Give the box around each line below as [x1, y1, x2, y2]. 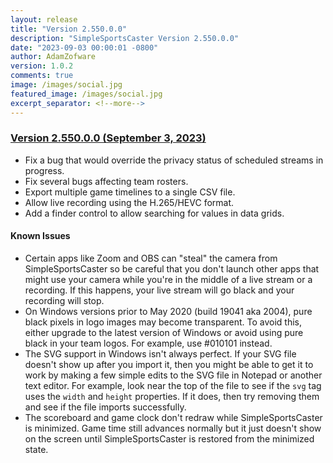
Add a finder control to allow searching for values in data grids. [24, 207, 285, 219]
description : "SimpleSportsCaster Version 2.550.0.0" [10, 33, 240, 43]
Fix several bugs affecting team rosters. [24, 175, 189, 187]
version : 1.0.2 [10, 61, 74, 71]
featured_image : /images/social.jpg [10, 89, 163, 99]
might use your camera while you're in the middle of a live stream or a [24, 274, 313, 285]
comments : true [10, 71, 74, 81]
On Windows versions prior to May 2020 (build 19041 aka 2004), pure [24, 306, 313, 317]
